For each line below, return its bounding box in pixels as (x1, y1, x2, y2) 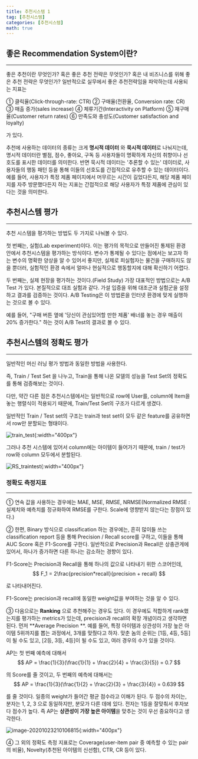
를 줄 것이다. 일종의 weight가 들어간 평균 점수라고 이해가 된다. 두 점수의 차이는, (6, 692, 187, 699)
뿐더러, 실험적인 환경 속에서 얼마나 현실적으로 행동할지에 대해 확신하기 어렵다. (12, 264, 190, 271)
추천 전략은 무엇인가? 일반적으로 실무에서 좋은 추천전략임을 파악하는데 (12, 78, 173, 86)
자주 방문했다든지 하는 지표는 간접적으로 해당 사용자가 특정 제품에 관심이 (16, 181, 183, 188)
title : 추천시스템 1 (6, 8, 51, 15)
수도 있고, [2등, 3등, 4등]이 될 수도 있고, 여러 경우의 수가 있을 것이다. (18, 636, 176, 643)
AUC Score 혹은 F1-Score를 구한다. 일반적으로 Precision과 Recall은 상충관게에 (6, 540, 189, 547)
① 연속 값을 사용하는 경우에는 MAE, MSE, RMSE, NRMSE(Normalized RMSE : (6, 498, 190, 505)
